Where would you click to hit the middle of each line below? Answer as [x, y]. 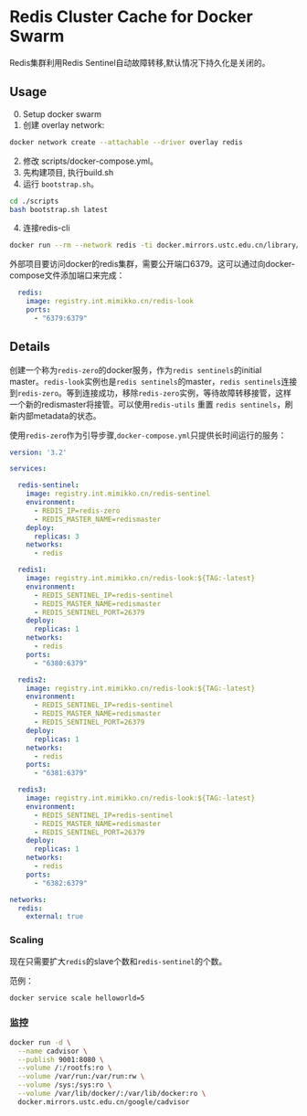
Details [30, 347]
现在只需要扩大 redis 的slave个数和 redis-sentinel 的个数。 [118, 961]
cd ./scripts [34, 201]
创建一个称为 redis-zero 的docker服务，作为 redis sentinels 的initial [136, 370]
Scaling [26, 941]
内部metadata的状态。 [59, 415]
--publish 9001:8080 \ [61, 1059]
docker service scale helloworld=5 [77, 998]
